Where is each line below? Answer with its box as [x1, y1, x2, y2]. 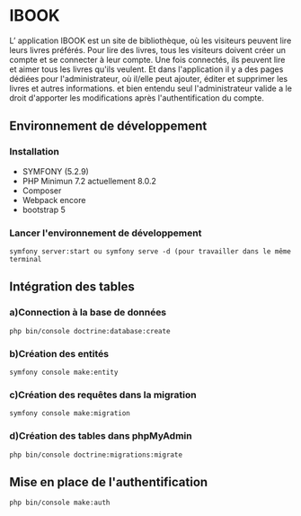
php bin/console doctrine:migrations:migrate [9, 450, 182, 459]
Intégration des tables [9, 280, 135, 295]
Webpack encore [22, 194, 86, 205]
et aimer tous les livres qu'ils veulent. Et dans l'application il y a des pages [9, 64, 284, 75]
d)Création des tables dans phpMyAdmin [9, 430, 192, 442]
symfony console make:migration [9, 409, 130, 418]
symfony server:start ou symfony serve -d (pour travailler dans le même [9, 246, 292, 256]
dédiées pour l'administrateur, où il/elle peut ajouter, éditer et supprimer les [9, 73, 288, 84]
